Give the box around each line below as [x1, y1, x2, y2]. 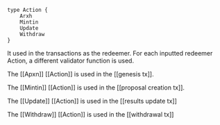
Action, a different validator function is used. [7, 56, 134, 65]
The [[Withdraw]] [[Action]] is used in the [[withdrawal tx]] [7, 110, 174, 118]
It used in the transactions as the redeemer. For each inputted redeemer [7, 49, 213, 57]
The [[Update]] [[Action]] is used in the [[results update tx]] [7, 97, 177, 105]
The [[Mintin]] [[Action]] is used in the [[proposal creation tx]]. [7, 83, 185, 92]
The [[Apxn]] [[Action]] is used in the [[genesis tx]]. [7, 70, 154, 78]
